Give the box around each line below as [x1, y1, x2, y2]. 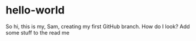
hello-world [5, 4, 65, 17]
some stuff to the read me [5, 29, 70, 36]
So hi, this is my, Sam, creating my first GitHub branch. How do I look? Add [5, 23, 190, 30]
